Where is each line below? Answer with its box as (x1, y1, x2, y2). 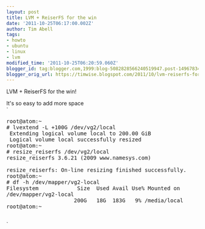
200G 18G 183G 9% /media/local (74, 197, 184, 204)
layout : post (6, 9, 40, 15)
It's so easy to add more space (6, 100, 84, 107)
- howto (6, 37, 26, 43)
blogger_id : (6, 65, 37, 72)
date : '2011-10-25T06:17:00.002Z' (6, 20, 95, 26)
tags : (6, 32, 20, 38)
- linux (6, 49, 26, 55)
